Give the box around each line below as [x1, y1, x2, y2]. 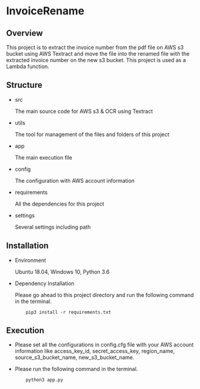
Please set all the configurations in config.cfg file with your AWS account [14, 341, 194, 348]
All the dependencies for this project [14, 200, 104, 207]
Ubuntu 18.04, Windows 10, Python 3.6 [14, 268, 110, 275]
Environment [14, 256, 46, 264]
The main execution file [14, 154, 73, 161]
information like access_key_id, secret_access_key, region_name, [14, 348, 175, 355]
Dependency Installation [14, 280, 74, 287]
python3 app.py [26, 377, 64, 383]
